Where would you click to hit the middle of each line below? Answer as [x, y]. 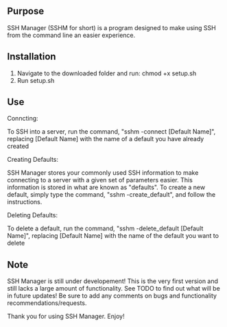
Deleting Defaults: [33, 215]
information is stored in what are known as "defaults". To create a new [106, 187]
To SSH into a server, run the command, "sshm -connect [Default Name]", [111, 132]
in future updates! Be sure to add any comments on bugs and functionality [112, 296]
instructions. [25, 202]
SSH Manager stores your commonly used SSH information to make [103, 173]
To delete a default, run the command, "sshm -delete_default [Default [105, 228]
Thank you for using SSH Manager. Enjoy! [66, 316]
